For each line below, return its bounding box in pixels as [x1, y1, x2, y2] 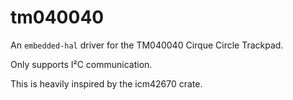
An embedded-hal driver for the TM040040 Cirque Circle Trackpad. [10, 39, 284, 51]
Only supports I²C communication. [10, 58, 153, 70]
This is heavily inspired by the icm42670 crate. [10, 77, 203, 90]
